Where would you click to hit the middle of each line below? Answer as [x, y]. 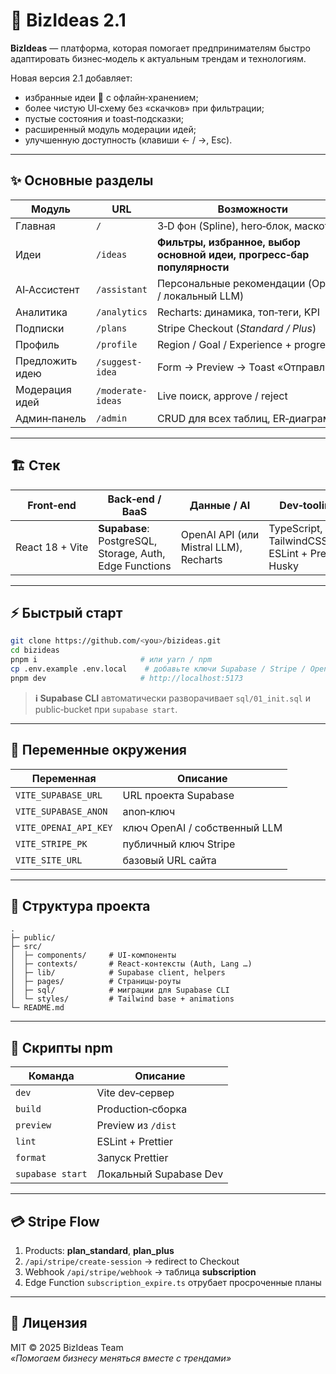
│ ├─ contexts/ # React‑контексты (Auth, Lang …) [131, 964]
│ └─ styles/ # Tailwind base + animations [122, 999]
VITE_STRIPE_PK [51, 843]
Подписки [40, 328]
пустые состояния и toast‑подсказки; [104, 118]
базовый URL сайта [169, 860]
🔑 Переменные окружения [98, 750]
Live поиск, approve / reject [222, 396]
